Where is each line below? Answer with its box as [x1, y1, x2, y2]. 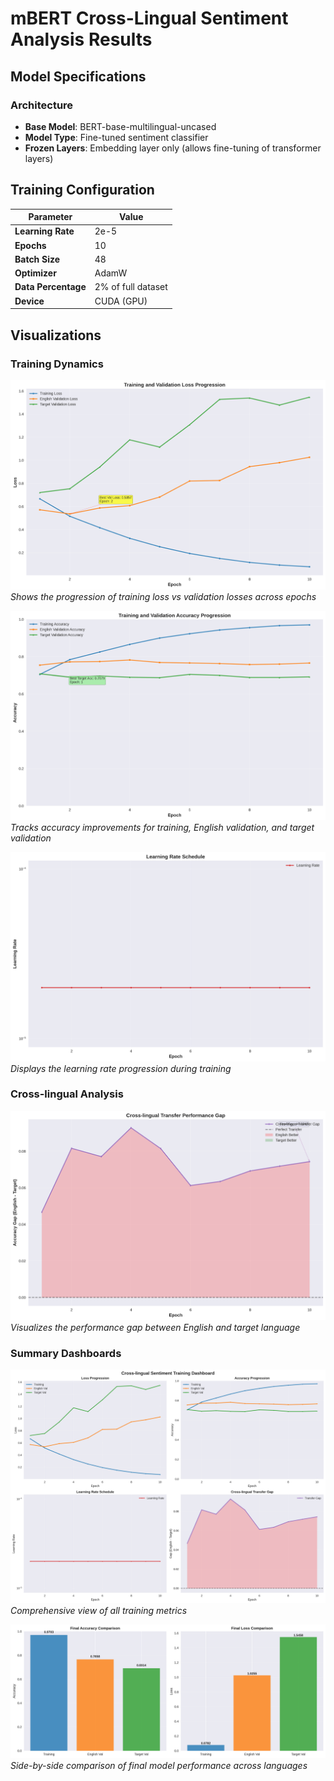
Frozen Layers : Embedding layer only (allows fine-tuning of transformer [24, 142, 322, 154]
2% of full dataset [94, 281, 168, 293]
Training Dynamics [10, 357, 104, 371]
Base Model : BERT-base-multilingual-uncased [24, 120, 217, 132]
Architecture [10, 98, 74, 112]
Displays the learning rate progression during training [10, 1062, 232, 1074]
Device [14, 295, 45, 307]
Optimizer [14, 267, 57, 279]
